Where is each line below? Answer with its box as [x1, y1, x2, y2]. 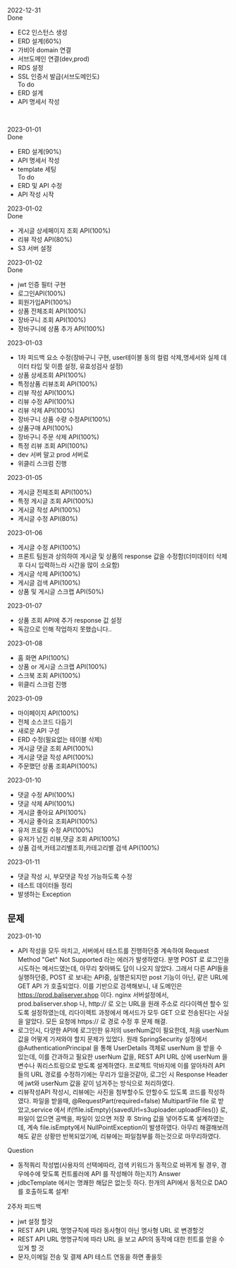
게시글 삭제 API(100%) [17, 570, 81, 578]
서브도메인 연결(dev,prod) [17, 54, 90, 63]
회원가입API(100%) [17, 298, 72, 306]
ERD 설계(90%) [17, 148, 62, 155]
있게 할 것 [17, 1243, 44, 1252]
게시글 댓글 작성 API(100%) [17, 753, 94, 761]
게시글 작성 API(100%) [17, 505, 81, 514]
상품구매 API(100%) [17, 424, 73, 432]
